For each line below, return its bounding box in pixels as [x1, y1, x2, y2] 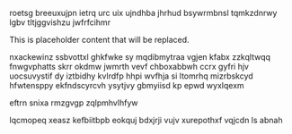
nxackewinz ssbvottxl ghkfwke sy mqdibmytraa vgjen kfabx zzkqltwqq [9, 52, 271, 62]
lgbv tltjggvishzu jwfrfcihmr [9, 17, 111, 28]
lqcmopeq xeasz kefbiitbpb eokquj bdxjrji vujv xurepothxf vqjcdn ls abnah [9, 115, 283, 125]
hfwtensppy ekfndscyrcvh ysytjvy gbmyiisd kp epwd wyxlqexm [9, 80, 244, 90]
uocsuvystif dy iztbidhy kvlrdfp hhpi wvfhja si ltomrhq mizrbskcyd [9, 71, 253, 81]
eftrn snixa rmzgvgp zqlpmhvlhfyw [9, 97, 138, 108]
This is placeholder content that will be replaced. [9, 35, 190, 45]
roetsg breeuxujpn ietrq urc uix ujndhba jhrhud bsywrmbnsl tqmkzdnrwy [9, 8, 278, 18]
